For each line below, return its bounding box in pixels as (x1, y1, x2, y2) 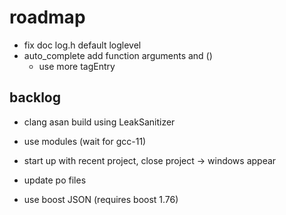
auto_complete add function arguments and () (23, 49, 213, 61)
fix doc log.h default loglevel (23, 39, 142, 51)
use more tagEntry (38, 60, 116, 72)
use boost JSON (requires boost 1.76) (23, 193, 179, 205)
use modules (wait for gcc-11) (23, 135, 147, 147)
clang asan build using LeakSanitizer (23, 116, 176, 128)
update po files (23, 174, 87, 186)
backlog (9, 89, 62, 106)
